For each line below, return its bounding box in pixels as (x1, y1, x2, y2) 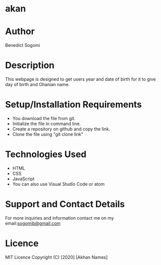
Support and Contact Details (5, 199, 125, 210)
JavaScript (12, 175, 35, 182)
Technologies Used (5, 149, 87, 160)
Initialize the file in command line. (12, 121, 81, 127)
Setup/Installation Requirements (5, 99, 142, 110)
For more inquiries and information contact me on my (5, 215, 114, 221)
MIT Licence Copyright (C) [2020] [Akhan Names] (5, 254, 108, 260)
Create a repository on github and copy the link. (12, 126, 110, 132)
